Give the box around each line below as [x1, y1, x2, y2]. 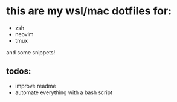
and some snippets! [6, 48, 56, 56]
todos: [6, 66, 31, 77]
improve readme [14, 82, 56, 89]
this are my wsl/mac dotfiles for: [6, 4, 172, 18]
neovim [14, 30, 34, 37]
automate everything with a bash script [14, 89, 113, 96]
